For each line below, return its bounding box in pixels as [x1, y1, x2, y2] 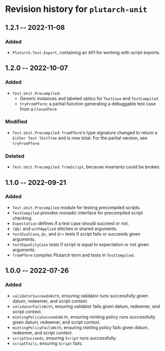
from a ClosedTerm [19, 106, 57, 112]
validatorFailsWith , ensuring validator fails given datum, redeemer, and [12, 303, 160, 309]
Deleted [5, 153, 25, 160]
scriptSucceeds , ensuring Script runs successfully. [12, 335, 117, 341]
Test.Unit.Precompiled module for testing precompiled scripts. [12, 204, 141, 210]
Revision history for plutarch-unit [5, 3, 148, 15]
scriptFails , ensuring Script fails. [12, 340, 83, 346]
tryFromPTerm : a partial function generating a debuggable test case [19, 100, 156, 106]
